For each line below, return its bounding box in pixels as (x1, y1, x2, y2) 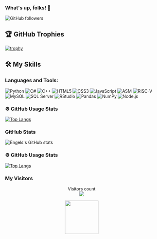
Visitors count (68, 186, 96, 191)
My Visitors (5, 175, 33, 182)
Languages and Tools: (5, 77, 58, 84)
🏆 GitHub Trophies (5, 30, 65, 38)
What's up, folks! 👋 (5, 4, 51, 11)
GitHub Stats (5, 129, 36, 136)
